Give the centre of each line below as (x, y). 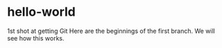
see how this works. (36, 38)
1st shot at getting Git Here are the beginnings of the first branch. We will (111, 31)
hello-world (42, 12)
